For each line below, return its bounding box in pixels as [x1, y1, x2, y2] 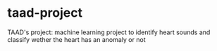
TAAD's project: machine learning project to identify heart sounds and [7, 28, 211, 36]
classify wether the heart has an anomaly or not [7, 35, 146, 43]
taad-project [7, 5, 83, 21]
